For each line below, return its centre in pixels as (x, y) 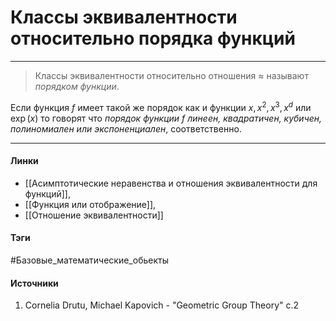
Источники (34, 283)
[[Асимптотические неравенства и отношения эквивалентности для (171, 183)
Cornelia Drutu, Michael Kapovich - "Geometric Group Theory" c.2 (162, 305)
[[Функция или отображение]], (90, 204)
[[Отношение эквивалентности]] (94, 215)
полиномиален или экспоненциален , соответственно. (126, 128)
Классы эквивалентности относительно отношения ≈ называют (171, 75)
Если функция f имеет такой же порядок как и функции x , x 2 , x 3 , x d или (161, 106)
